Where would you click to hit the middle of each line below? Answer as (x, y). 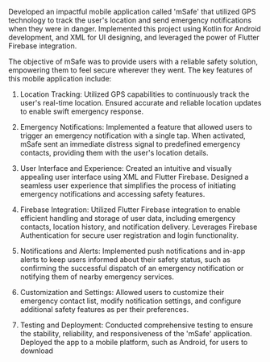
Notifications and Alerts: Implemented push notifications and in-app (133, 251)
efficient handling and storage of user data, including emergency (128, 218)
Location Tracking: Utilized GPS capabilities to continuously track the (135, 94)
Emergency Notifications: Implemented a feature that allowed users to (136, 127)
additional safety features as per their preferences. (104, 309)
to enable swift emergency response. (81, 111)
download (37, 351)
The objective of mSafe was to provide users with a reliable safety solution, (133, 61)
